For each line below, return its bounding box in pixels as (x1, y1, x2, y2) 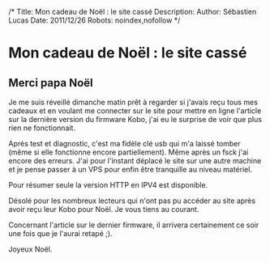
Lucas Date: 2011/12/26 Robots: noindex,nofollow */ (8, 15, 181, 25)
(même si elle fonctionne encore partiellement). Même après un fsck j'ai (8, 147, 249, 157)
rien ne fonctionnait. (8, 123, 75, 133)
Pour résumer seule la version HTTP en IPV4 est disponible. (8, 180, 208, 189)
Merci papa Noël (8, 76, 93, 90)
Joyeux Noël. (8, 244, 53, 254)
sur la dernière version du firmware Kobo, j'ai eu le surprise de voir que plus (8, 115, 262, 124)
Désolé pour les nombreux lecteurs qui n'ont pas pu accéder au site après (8, 196, 256, 205)
